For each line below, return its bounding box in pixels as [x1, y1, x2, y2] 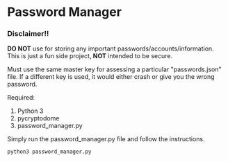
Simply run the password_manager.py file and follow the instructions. [7, 135, 205, 143]
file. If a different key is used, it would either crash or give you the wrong [7, 73, 215, 81]
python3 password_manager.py [7, 148, 92, 156]
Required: [7, 93, 35, 102]
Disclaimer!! [7, 29, 49, 39]
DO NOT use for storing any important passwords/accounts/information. [7, 44, 214, 53]
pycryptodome [17, 114, 60, 123]
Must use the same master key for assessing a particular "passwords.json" [7, 65, 222, 73]
